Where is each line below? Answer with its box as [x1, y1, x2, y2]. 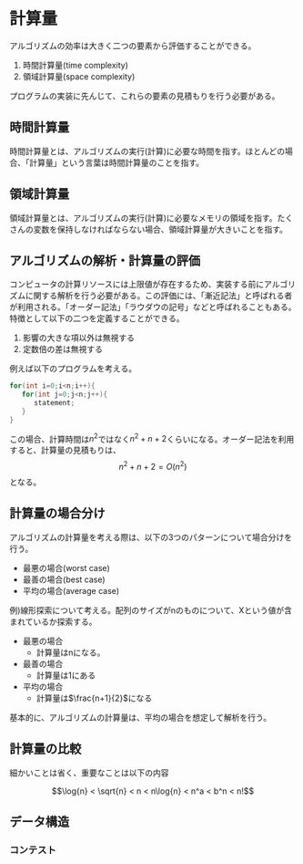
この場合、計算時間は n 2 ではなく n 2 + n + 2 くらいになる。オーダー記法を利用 [9, 432, 295, 444]
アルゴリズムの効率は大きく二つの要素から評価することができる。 [9, 40, 257, 51]
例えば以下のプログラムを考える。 [9, 363, 137, 374]
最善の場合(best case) [22, 574, 106, 585]
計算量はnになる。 [35, 647, 106, 658]
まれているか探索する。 [9, 616, 97, 627]
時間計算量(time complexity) [22, 59, 129, 70]
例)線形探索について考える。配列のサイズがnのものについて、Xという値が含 [9, 604, 293, 616]
